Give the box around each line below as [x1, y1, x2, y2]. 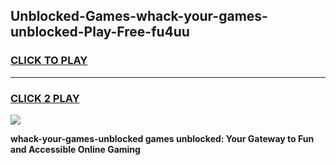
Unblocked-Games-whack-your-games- [10, 8, 268, 25]
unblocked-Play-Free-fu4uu [10, 24, 190, 41]
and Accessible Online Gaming [10, 143, 141, 155]
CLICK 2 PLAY [10, 91, 80, 105]
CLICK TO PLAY [10, 54, 88, 68]
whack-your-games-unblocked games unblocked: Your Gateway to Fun [10, 132, 315, 144]
